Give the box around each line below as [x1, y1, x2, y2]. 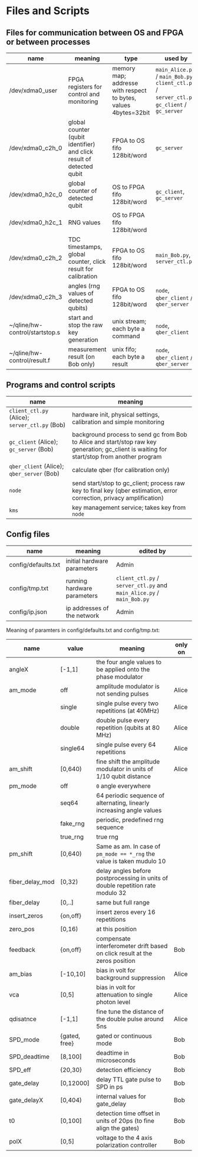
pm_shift [9, 850, 33, 858]
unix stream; [111, 317, 147, 325]
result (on [68, 353, 95, 360]
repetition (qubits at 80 [96, 723, 160, 732]
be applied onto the [96, 665, 150, 673]
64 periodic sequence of [96, 791, 165, 799]
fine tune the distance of [96, 1007, 164, 1015]
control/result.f [9, 356, 50, 364]
